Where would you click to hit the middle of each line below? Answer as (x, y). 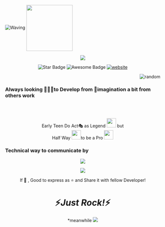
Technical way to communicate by (47, 151)
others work (20, 95)
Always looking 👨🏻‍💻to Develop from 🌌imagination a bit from (78, 89)
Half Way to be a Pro (78, 138)
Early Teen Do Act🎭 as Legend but (83, 126)
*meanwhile (80, 220)
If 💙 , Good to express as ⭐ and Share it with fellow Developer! (83, 180)
